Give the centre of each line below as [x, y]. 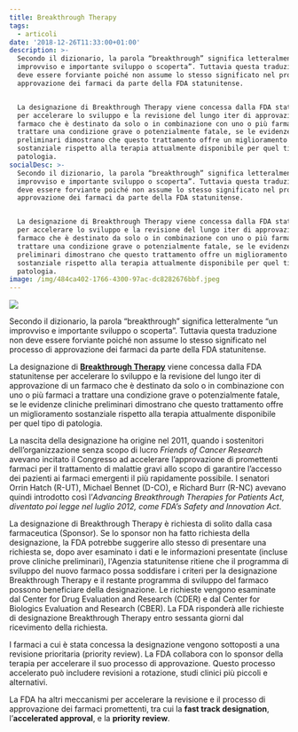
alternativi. [28, 682]
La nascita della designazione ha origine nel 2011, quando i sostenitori [137, 441]
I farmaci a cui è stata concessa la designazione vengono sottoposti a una [145, 645]
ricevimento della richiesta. [59, 627]
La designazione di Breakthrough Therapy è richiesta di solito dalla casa [141, 523]
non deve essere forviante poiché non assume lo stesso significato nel [138, 340]
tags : [19, 26]
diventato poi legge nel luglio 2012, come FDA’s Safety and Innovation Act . [145, 507]
